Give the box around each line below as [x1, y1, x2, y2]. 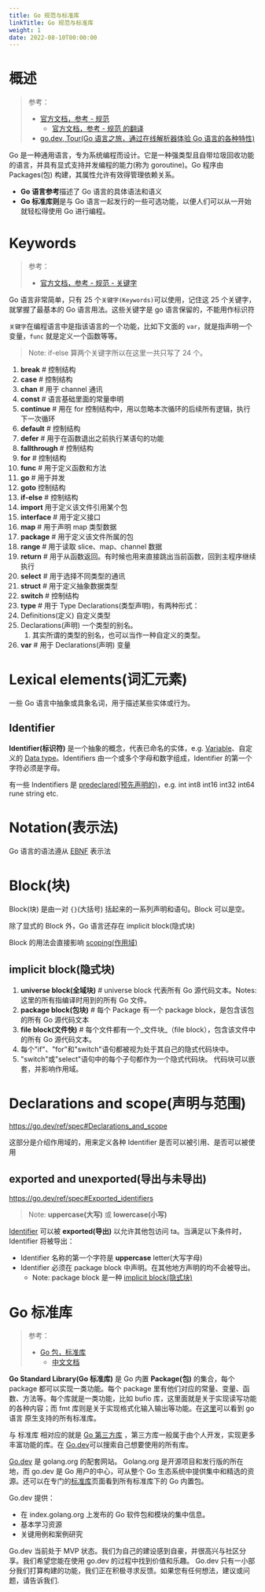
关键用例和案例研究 [20, 1530, 83, 1539]
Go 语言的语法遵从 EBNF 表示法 [9, 846, 112, 855]
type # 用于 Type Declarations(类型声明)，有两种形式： [20, 601, 200, 611]
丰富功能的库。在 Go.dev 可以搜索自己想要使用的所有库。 [9, 1440, 193, 1450]
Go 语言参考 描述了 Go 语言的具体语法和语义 [20, 187, 162, 197]
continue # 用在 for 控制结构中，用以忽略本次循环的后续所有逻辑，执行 [20, 404, 251, 414]
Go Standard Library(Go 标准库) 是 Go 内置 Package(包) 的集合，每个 [9, 1374, 235, 1383]
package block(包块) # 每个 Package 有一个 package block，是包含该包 [20, 1005, 255, 1014]
